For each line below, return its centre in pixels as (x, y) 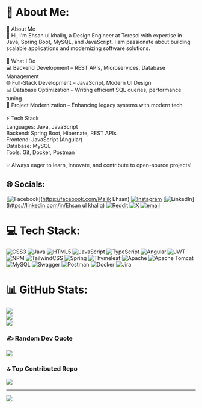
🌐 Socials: (26, 184)
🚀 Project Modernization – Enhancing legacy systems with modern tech (94, 105)
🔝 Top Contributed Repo (42, 368)
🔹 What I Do (21, 61)
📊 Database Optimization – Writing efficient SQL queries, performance (94, 90)
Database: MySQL (29, 146)
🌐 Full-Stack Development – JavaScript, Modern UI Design (79, 82)
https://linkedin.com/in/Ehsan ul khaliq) (57, 205)
